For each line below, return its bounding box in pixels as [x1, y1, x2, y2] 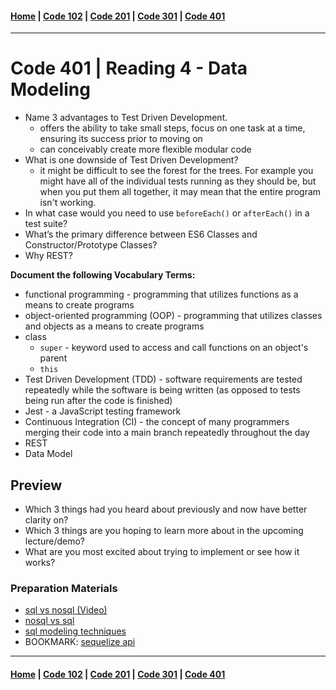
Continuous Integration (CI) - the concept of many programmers [24, 416, 290, 428]
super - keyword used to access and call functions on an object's [39, 342, 309, 354]
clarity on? [24, 513, 69, 526]
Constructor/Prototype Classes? [24, 239, 158, 251]
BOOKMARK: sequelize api [24, 636, 136, 648]
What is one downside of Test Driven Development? [24, 154, 239, 166]
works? [24, 556, 56, 568]
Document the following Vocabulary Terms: [10, 269, 196, 281]
